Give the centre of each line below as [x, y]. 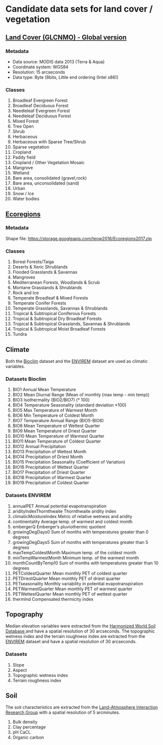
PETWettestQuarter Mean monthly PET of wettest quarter [70, 594]
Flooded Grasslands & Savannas [45, 272]
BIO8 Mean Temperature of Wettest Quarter [56, 426]
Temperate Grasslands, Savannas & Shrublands [60, 308]
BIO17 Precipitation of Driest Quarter [49, 472]
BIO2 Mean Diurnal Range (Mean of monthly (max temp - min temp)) [81, 395]
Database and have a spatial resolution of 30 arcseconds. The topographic [80, 631]
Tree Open [23, 126]
